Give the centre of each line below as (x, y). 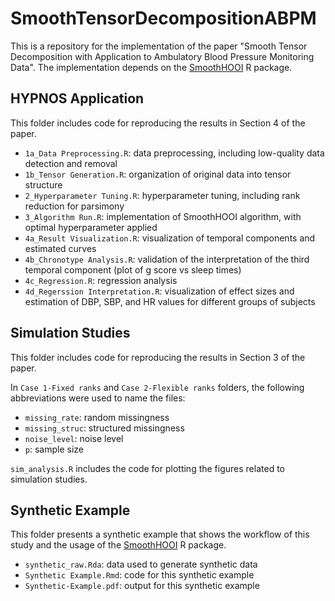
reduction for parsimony (74, 206)
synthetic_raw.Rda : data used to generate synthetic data (141, 564)
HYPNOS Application (77, 98)
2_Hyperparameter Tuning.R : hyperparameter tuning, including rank (162, 195)
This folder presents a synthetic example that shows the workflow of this (160, 534)
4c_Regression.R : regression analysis (101, 280)
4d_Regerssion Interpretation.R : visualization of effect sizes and (159, 291)
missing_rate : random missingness (97, 417)
